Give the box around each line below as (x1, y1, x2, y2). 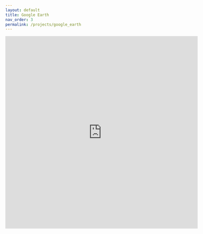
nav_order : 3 (5, 17, 33, 22)
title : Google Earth (5, 12, 50, 17)
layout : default (5, 7, 40, 13)
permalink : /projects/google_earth (5, 22, 82, 27)
